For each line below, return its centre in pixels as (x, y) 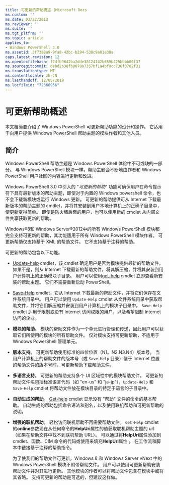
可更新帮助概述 (36, 111)
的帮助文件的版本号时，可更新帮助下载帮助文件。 (63, 365)
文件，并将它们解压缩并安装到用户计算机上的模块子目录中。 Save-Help (90, 306)
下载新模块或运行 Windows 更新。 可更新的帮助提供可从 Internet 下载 (85, 200)
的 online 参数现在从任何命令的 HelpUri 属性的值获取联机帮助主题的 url (83, 429)
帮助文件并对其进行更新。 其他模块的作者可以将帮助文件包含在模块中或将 (88, 471)
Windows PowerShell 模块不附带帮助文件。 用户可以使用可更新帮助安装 (86, 465)
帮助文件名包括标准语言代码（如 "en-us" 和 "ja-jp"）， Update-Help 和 (83, 382)
